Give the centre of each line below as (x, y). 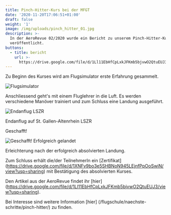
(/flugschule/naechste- (122, 202)
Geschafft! (16, 131)
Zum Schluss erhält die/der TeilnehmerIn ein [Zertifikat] (63, 161)
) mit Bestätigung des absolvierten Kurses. (88, 171)
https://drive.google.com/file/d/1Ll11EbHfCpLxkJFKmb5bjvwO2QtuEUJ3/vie (86, 187)
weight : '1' (18, 24)
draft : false (19, 19)
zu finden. (62, 207)
